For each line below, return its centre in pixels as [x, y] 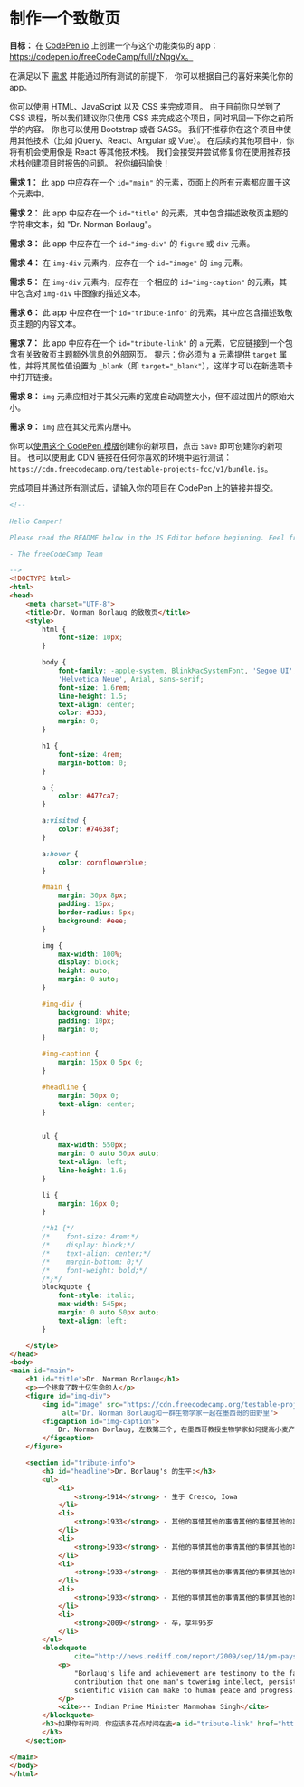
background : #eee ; [92, 921]
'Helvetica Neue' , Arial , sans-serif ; [131, 679]
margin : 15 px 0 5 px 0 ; [100, 1063]
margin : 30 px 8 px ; [92, 896]
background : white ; [94, 1012]
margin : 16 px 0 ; [88, 1204]
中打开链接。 [33, 377]
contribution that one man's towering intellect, [169, 1682]
